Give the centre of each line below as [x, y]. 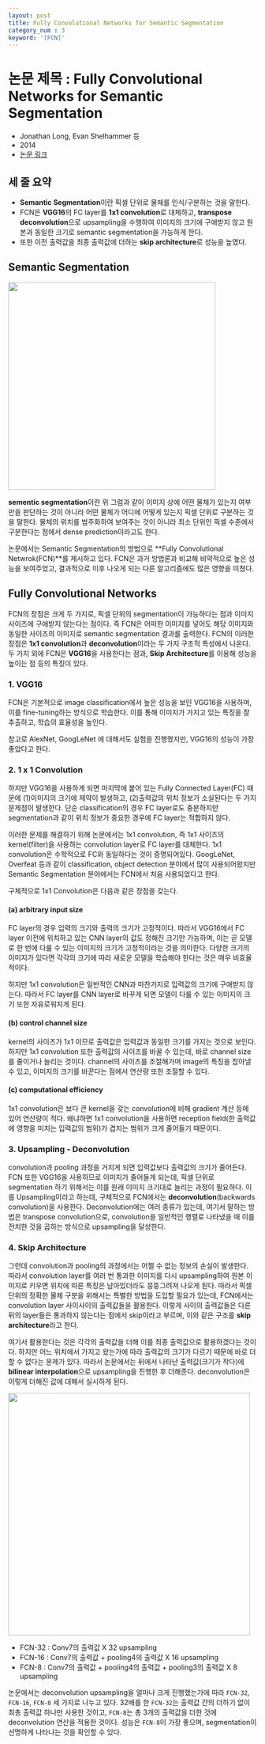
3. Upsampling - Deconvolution [69, 1149]
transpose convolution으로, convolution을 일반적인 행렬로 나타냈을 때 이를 [138, 1217]
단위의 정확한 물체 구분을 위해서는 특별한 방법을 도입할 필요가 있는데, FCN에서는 [131, 1295]
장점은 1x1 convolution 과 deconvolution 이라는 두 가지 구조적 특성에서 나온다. [129, 643]
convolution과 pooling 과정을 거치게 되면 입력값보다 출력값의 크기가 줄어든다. [127, 1167]
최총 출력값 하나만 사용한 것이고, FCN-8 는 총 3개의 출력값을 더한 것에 [112, 1712]
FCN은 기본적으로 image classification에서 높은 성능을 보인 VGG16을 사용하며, [130, 702]
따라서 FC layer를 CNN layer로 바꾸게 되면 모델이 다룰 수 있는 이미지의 [134, 995]
